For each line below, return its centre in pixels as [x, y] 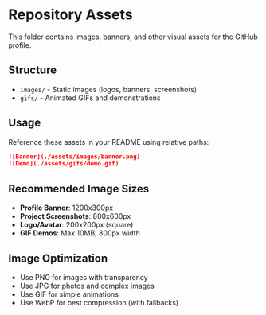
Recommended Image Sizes [79, 189]
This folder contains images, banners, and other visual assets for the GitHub [133, 37]
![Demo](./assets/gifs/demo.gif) [64, 164]
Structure [33, 70]
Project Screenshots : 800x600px [75, 216]
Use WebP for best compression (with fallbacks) [99, 302]
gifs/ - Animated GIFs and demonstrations [90, 98]
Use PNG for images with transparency [84, 277]
